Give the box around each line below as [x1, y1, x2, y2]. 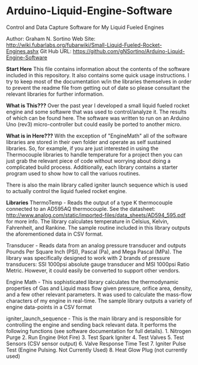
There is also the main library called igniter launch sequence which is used [6, 181, 188, 188]
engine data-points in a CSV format [6, 303, 93, 311]
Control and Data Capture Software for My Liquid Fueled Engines [6, 24, 164, 31]
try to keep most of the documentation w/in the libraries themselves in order [6, 78, 192, 85]
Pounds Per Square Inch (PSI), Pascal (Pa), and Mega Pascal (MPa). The [6, 248, 182, 255]
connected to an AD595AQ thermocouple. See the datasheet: [6, 205, 155, 212]
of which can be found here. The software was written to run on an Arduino [6, 114, 190, 122]
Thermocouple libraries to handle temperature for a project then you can [6, 151, 183, 158]
